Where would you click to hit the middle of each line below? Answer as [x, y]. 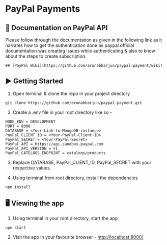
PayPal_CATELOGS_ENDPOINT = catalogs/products [55, 153]
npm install [18, 187]
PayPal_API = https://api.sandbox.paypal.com [54, 144]
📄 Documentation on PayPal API [57, 28]
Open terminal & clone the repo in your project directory [71, 93]
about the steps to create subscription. [46, 56]
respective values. [32, 168]
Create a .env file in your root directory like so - [62, 112]
